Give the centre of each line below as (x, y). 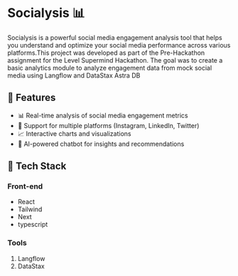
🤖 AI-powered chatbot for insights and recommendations (101, 144)
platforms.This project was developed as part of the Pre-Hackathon (106, 53)
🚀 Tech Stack (37, 166)
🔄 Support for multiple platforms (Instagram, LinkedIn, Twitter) (108, 125)
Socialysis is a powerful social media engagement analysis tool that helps (115, 37)
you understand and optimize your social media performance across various (119, 45)
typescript (33, 225)
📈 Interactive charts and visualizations (74, 133)
